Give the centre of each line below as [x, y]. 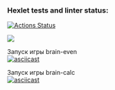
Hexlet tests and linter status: [58, 10]
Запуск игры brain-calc [41, 73]
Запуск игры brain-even [42, 52]
